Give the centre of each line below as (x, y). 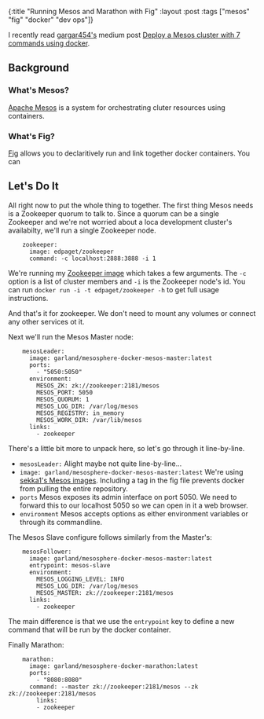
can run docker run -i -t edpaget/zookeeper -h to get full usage (114, 289)
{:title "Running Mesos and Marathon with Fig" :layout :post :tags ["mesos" (129, 11)
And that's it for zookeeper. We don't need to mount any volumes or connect (132, 313)
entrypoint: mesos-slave (70, 565)
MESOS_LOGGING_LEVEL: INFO (81, 579)
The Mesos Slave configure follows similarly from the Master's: (110, 537)
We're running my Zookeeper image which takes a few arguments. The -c (127, 273)
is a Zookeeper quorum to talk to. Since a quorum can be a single (114, 213)
